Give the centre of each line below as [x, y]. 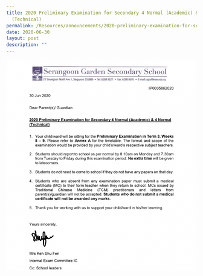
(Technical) [27, 19]
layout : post [23, 39]
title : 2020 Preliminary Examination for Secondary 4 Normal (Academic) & [102, 13]
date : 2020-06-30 [28, 32]
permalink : [20, 25]
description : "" [27, 45]
